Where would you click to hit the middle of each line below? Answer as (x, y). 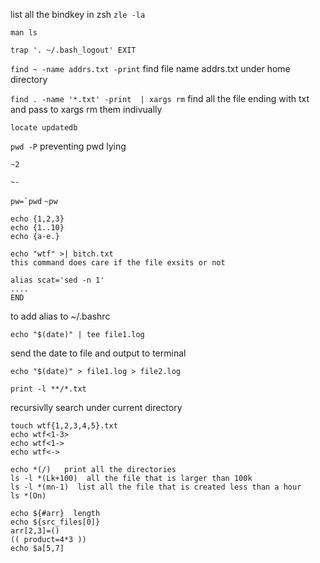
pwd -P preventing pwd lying (68, 146)
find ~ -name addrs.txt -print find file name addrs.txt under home (150, 68)
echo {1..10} (37, 228)
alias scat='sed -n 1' (57, 280)
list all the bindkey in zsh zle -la (78, 14)
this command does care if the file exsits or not (118, 263)
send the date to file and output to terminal (98, 353)
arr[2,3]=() (35, 531)
